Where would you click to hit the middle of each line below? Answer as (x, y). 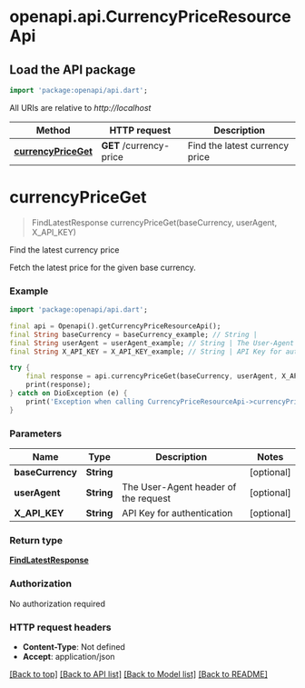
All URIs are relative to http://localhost (80, 107)
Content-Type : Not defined (74, 646)
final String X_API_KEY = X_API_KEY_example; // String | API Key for (146, 352)
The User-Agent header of (179, 487)
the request (146, 499)
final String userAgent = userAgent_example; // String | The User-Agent (152, 343)
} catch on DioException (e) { (69, 394)
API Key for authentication (177, 514)
